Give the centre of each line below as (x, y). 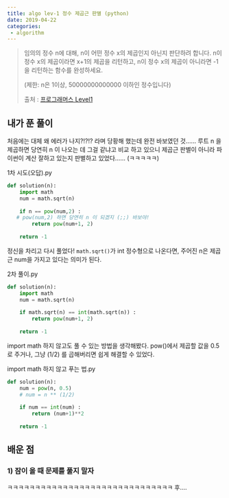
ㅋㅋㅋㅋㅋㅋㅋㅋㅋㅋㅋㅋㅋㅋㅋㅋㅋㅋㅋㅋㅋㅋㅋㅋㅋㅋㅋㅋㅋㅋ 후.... (97, 487)
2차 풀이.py (23, 274)
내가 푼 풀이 (30, 123)
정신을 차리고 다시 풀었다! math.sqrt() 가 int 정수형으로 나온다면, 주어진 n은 (108, 251)
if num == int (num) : (50, 407)
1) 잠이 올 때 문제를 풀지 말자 (51, 471)
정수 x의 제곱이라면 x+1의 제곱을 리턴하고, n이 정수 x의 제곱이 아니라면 (118, 62)
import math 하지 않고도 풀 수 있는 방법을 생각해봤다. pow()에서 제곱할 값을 (108, 346)
